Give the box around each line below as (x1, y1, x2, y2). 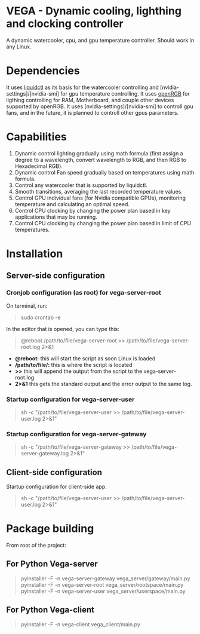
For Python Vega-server (6, 559, 99, 569)
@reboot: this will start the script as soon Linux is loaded (14, 354, 156, 362)
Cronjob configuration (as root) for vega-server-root (6, 289, 161, 297)
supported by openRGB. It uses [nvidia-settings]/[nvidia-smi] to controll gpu (6, 103, 194, 110)
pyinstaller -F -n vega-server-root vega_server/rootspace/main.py (20, 581, 184, 588)
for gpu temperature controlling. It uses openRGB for (60, 90, 190, 97)
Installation (6, 247, 63, 261)
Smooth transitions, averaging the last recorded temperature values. (14, 188, 183, 195)
